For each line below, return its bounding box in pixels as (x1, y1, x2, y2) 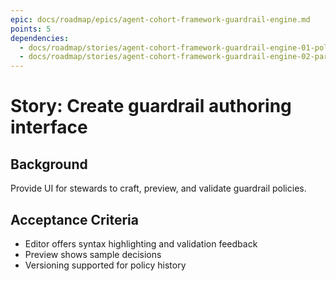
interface (10, 116, 88, 139)
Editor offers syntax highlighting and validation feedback (24, 237, 258, 250)
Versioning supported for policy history (24, 259, 187, 271)
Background (10, 156, 88, 173)
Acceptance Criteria (10, 211, 139, 228)
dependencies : (10, 33, 70, 43)
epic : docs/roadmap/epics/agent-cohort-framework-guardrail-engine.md (10, 14, 311, 25)
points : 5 (10, 24, 52, 34)
